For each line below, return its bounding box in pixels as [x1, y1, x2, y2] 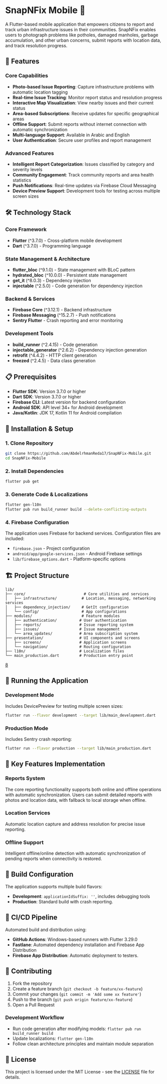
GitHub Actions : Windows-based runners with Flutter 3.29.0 [12, 936, 138, 942]
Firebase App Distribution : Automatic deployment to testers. [12, 952, 139, 958]
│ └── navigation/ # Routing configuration [5, 644, 131, 649]
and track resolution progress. [5, 42, 68, 48]
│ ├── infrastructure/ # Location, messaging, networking [5, 596, 156, 601]
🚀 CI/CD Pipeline [5, 913, 58, 922]
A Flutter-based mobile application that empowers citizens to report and [5, 21, 154, 27]
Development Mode [5, 692, 54, 699]
